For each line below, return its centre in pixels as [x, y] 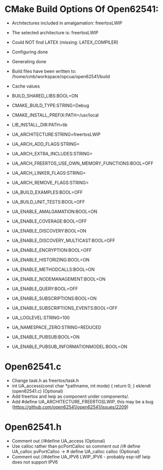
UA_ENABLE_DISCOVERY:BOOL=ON [49, 231]
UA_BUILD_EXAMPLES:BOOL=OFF [47, 192]
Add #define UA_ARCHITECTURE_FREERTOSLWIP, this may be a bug [83, 401]
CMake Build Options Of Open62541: [82, 9]
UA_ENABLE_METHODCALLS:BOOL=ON [53, 269]
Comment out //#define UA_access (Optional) [58, 441]
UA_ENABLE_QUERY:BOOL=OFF [45, 289]
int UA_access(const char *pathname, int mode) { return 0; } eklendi [81, 386]
